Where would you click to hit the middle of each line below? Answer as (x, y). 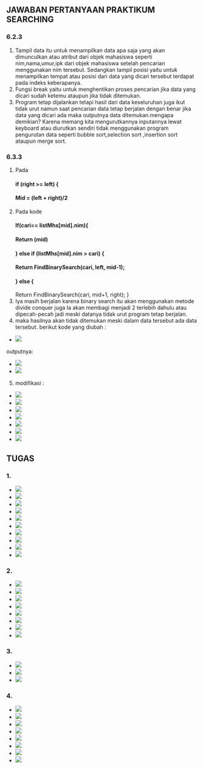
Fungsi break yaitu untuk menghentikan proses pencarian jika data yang (105, 89)
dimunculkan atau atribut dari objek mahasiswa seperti (84, 57)
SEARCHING (30, 20)
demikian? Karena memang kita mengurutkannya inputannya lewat (98, 121)
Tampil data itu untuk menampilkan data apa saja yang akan (90, 50)
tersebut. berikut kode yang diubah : (60, 327)
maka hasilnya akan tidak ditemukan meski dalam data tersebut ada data (106, 321)
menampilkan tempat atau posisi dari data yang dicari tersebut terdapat (105, 76)
